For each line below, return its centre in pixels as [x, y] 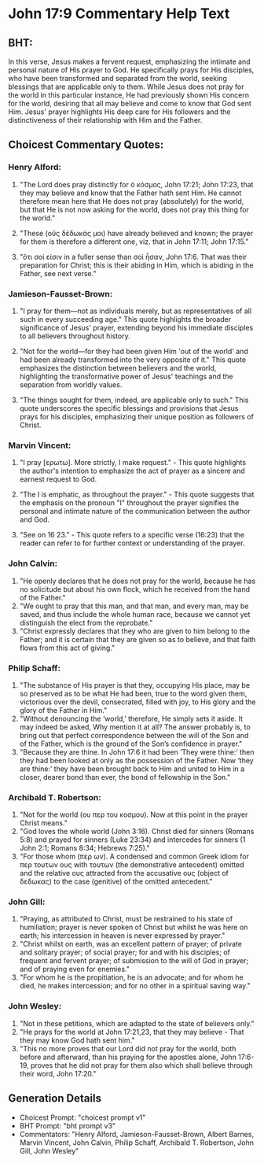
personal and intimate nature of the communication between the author [135, 511]
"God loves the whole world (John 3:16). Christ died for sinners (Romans [137, 832]
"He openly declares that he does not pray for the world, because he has [137, 581]
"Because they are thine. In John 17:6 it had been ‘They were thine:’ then [137, 751]
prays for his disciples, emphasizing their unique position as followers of [136, 416]
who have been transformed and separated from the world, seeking [118, 78]
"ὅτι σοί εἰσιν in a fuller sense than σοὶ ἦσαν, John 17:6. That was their [133, 257]
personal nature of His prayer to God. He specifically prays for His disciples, [131, 70]
